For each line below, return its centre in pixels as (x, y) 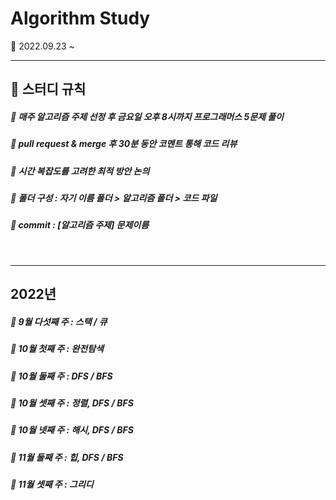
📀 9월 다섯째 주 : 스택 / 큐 (59, 321)
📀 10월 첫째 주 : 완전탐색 (57, 349)
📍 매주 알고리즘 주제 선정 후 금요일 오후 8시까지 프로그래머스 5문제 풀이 (147, 116)
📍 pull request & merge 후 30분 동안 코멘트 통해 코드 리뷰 (124, 144)
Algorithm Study (80, 18)
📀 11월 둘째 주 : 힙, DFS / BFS (67, 457)
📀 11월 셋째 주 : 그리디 (52, 484)
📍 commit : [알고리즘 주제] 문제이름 (80, 225)
